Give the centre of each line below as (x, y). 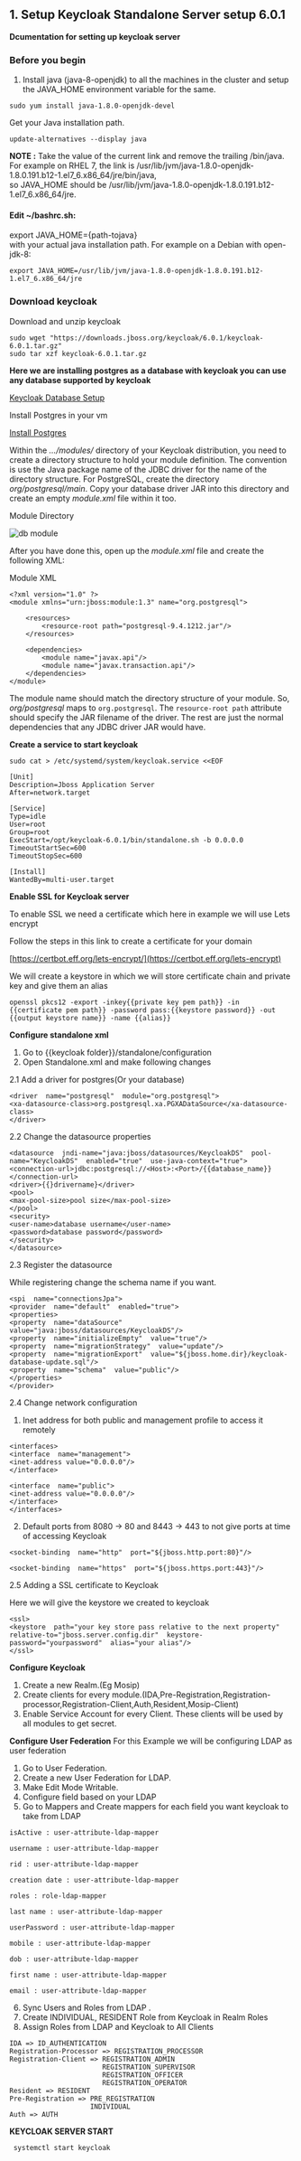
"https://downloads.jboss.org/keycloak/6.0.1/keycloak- (156, 338)
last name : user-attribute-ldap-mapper (87, 1912)
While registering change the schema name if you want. (113, 1282)
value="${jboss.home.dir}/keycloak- (219, 1354)
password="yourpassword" (56, 1643)
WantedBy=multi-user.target (62, 879)
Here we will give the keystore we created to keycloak (109, 1602)
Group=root (30, 832)
